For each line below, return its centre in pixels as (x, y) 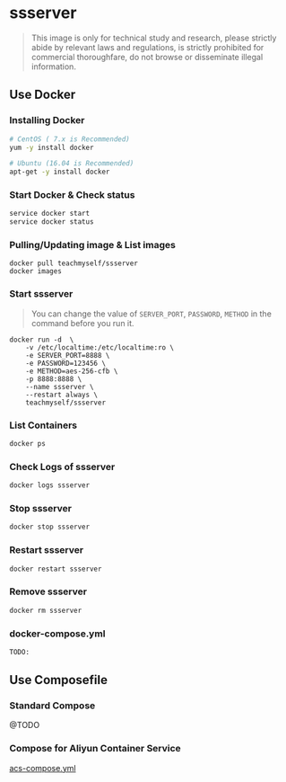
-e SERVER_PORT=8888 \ (68, 355)
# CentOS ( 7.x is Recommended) (69, 139)
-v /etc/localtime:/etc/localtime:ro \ (100, 347)
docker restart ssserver (56, 569)
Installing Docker (47, 120)
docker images (36, 271)
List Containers (43, 425)
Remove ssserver (48, 591)
